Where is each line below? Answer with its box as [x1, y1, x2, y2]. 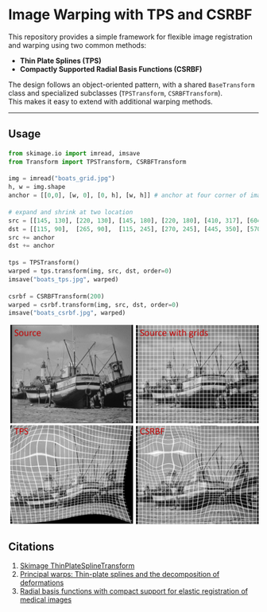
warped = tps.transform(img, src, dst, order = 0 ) [8, 267, 172, 275]
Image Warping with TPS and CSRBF [8, 6, 253, 24]
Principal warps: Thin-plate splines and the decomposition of [19, 570, 220, 579]
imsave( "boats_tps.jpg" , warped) [8, 275, 119, 284]
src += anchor [8, 233, 56, 241]
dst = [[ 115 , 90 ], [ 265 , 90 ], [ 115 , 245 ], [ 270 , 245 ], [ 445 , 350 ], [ [8, 225, 250, 233]
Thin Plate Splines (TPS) [19, 56, 102, 65]
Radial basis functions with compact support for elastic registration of [19, 586, 249, 596]
